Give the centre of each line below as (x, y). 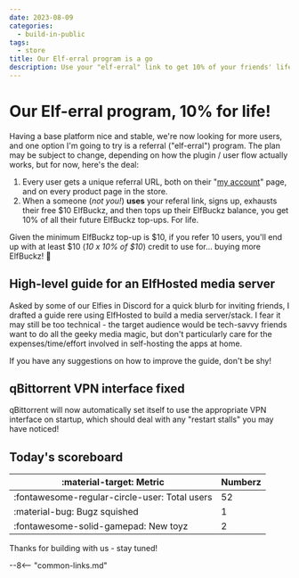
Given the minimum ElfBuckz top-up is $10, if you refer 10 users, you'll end (146, 236)
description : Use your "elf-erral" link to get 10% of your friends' (141, 68)
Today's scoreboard (66, 457)
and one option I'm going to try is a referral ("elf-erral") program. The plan (145, 145)
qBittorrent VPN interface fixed (97, 389)
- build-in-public (52, 34)
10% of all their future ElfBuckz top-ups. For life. (110, 219)
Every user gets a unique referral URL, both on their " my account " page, (154, 182)
